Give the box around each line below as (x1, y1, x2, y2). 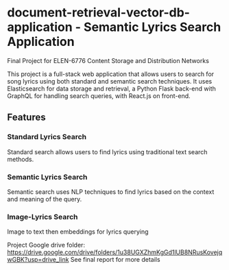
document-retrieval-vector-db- (7, 5, 191, 21)
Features (7, 112, 46, 123)
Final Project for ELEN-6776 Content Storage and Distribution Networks (7, 56, 209, 64)
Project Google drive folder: (7, 241, 86, 249)
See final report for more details (70, 256, 160, 264)
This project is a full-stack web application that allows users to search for (7, 70, 215, 78)
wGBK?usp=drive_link (7, 256, 69, 264)
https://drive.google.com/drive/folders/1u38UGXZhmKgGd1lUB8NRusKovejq (7, 248, 223, 256)
